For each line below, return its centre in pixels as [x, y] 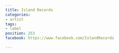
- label [13, 29]
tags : [11, 24]
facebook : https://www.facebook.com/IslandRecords [60, 38]
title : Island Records [29, 10]
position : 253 [20, 33]
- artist [14, 19]
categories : [18, 15]
